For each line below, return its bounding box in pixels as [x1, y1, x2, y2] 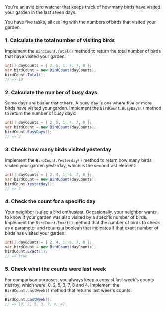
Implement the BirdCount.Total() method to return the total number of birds [5, 48, 161, 54]
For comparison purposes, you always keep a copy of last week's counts [5, 277, 154, 283]
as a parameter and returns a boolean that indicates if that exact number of [5, 225, 159, 231]
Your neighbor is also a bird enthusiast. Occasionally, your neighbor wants [5, 209, 157, 215]
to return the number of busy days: [5, 110, 77, 116]
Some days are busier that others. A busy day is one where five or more [5, 100, 152, 106]
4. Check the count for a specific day [5, 198, 96, 205]
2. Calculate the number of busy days [5, 89, 98, 96]
